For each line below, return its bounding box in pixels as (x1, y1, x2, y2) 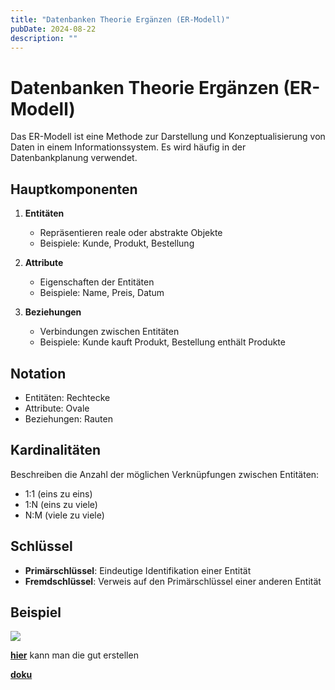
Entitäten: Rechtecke (24, 391, 111, 403)
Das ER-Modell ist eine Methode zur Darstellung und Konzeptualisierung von (10, 131, 326, 143)
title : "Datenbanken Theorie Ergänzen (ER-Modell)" (10, 14, 230, 25)
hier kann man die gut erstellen (10, 649, 139, 661)
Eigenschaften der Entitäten (39, 276, 155, 288)
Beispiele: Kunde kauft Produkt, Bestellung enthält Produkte (39, 336, 286, 348)
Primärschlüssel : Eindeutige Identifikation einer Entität (24, 564, 252, 576)
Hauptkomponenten (10, 181, 138, 198)
